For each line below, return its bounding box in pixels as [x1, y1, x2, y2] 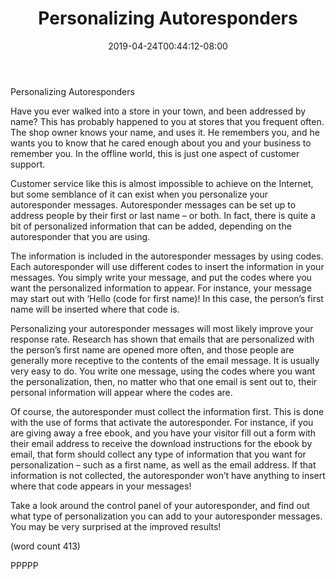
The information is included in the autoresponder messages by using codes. [10, 250, 324, 262]
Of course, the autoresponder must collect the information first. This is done [10, 405, 325, 417]
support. [10, 158, 46, 170]
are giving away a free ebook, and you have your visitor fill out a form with [10, 427, 317, 439]
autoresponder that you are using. [10, 230, 151, 242]
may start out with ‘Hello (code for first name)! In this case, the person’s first [10, 292, 324, 304]
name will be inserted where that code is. [10, 303, 180, 315]
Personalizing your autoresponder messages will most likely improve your [10, 322, 314, 334]
